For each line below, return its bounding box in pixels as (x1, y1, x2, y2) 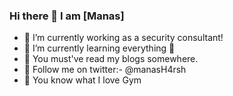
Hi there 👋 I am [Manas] (9, 9, 125, 23)
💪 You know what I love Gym (23, 74, 142, 86)
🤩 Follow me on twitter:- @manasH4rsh (23, 64, 187, 76)
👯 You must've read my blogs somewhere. (23, 53, 199, 65)
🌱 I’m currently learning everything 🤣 (23, 42, 176, 54)
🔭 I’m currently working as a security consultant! (23, 32, 224, 44)
